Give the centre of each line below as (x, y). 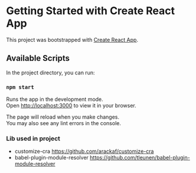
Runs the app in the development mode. (55, 99)
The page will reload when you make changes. (63, 117)
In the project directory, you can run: (50, 73)
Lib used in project (33, 138)
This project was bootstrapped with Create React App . (72, 40)
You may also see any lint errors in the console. (63, 123)
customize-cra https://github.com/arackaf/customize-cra (84, 151)
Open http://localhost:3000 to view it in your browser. (71, 106)
